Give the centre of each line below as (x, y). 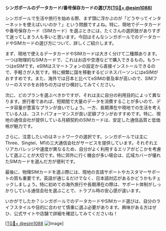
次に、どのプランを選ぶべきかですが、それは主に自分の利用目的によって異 (81, 95)
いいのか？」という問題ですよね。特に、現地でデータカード (100, 25)
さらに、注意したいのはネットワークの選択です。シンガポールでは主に (77, 137)
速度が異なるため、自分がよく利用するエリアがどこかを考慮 (100, 149)
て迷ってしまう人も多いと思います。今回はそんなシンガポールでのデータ (79, 37)
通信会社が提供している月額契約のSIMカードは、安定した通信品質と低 (85, 120)
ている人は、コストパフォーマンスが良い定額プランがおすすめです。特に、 (81, 114)
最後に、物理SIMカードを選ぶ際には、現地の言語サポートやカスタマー (76, 172)
